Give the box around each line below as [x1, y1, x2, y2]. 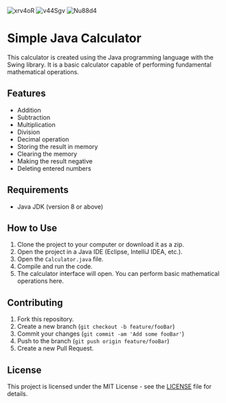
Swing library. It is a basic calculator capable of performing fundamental [7, 60, 212, 69]
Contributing [7, 297, 63, 308]
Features [7, 88, 46, 100]
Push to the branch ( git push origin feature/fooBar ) [16, 337, 170, 345]
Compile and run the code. [16, 262, 93, 270]
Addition [16, 106, 41, 114]
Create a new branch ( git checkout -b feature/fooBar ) [16, 323, 175, 331]
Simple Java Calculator [7, 31, 142, 46]
